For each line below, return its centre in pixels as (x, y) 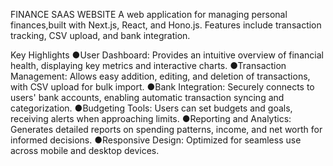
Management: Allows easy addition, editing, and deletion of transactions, (160, 76)
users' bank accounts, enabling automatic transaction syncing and (147, 97)
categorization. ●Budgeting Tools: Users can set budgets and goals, (151, 108)
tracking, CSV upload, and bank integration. (100, 35)
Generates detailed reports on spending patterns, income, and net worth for (166, 129)
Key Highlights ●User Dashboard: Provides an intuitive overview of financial (167, 55)
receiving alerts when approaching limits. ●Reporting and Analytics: (151, 118)
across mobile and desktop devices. (85, 150)
